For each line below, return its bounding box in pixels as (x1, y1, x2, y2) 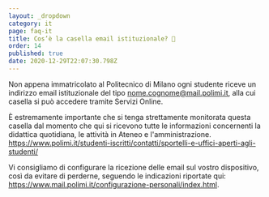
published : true (8, 49, 63, 58)
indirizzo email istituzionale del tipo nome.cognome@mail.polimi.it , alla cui (8, 88, 256, 97)
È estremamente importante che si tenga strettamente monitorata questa (8, 112, 251, 122)
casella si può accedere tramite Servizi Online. (8, 96, 164, 106)
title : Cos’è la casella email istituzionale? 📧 (8, 34, 176, 43)
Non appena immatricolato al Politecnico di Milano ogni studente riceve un (8, 79, 257, 89)
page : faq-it (8, 27, 53, 35)
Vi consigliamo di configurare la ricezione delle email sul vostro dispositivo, (8, 162, 259, 172)
